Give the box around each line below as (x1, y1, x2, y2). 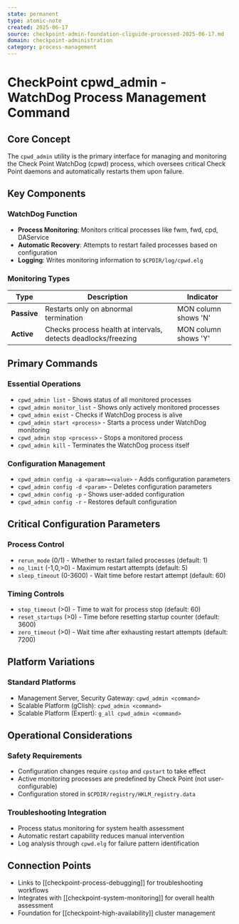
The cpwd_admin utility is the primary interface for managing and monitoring (7, 152, 227, 161)
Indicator (187, 292, 218, 302)
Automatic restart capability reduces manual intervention (17, 831, 185, 840)
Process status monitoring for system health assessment (17, 823, 185, 832)
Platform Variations (7, 656, 95, 668)
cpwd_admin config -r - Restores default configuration (17, 497, 177, 506)
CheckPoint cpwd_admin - (7, 74, 167, 91)
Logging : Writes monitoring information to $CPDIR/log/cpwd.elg (17, 255, 203, 264)
